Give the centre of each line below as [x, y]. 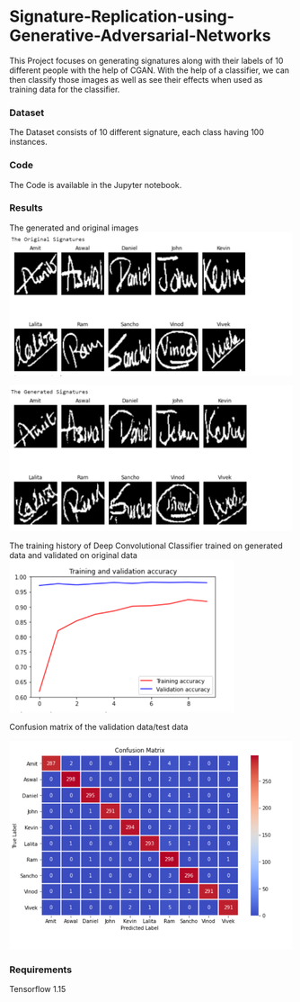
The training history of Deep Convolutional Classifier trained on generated [146, 546]
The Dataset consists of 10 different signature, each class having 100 [137, 132]
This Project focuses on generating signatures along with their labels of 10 [146, 60]
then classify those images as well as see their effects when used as [136, 79]
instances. [28, 142]
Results [26, 208]
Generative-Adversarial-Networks [140, 36]
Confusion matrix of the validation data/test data [99, 727]
